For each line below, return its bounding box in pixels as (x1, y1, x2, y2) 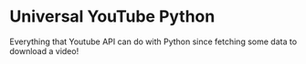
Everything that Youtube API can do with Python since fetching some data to (9, 36, 298, 47)
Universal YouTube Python (9, 6, 216, 27)
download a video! (9, 45, 79, 56)
